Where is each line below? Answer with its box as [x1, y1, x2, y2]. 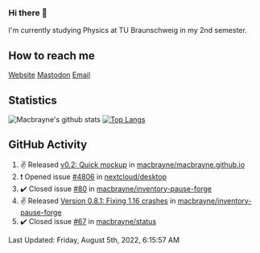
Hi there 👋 [8, 7, 48, 18]
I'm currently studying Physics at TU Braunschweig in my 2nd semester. [8, 26, 247, 35]
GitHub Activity [8, 138, 88, 152]
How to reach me [8, 48, 95, 63]
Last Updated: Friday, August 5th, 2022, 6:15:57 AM [8, 235, 180, 244]
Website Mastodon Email [8, 70, 91, 80]
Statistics [8, 93, 58, 107]
